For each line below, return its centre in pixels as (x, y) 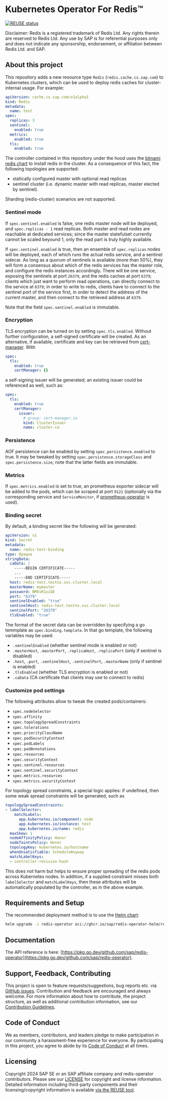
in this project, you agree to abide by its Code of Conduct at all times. (77, 1046)
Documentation (30, 940)
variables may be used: (29, 635)
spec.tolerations (31, 728)
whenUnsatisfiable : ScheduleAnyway (47, 852)
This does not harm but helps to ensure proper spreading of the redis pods (83, 871)
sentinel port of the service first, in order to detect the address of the (77, 292)
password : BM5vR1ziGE (32, 592)
